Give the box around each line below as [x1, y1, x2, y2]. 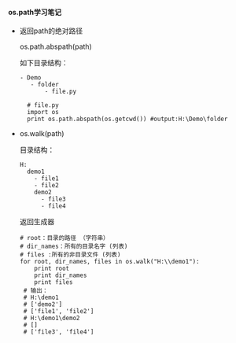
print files [34, 278, 73, 286]
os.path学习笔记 [8, 7, 62, 17]
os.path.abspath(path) [19, 42, 92, 51]
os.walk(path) [19, 129, 65, 138]
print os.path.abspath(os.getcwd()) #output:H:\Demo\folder [27, 115, 228, 124]
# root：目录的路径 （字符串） [19, 234, 109, 242]
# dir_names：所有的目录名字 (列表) [19, 242, 128, 251]
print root [34, 264, 70, 273]
